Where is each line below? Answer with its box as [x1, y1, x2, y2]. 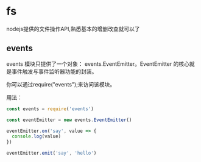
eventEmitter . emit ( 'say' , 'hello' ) [6, 150, 97, 157]
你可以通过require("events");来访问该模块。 [6, 80, 116, 88]
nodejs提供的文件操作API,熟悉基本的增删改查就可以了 [6, 25, 140, 32]
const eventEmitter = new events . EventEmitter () [6, 117, 132, 123]
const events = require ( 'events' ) [6, 105, 94, 112]
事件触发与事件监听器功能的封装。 [11, 68, 97, 75]
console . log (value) [12, 133, 62, 139]
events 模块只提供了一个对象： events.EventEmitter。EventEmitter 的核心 [6, 60, 190, 68]
